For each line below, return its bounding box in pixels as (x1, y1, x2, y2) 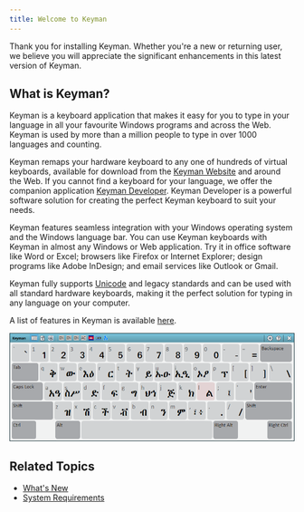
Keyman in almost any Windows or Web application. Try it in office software (9, 241, 291, 253)
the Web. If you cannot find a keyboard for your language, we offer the (9, 176, 273, 187)
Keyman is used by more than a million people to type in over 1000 (9, 130, 258, 140)
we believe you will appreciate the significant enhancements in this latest (9, 50, 281, 61)
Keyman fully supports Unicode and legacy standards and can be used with (9, 278, 291, 289)
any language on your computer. (9, 297, 131, 308)
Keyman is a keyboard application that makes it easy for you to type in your (9, 110, 290, 121)
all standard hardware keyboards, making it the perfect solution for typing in (9, 288, 293, 299)
